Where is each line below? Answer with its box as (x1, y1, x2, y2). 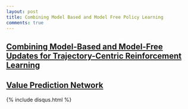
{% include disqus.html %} (6, 96, 72, 103)
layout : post (6, 8, 39, 15)
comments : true (6, 20, 44, 25)
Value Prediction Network (6, 81, 104, 91)
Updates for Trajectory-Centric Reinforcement (6, 51, 182, 61)
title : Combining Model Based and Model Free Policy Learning (6, 14, 164, 20)
